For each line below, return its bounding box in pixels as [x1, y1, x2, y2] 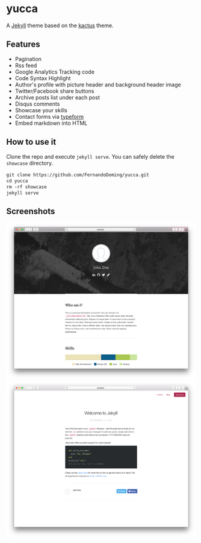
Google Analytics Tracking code [14, 68, 95, 75]
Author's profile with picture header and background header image [14, 81, 182, 88]
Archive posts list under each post [14, 94, 100, 101]
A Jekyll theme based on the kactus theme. [6, 22, 114, 29]
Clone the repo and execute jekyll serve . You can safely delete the [6, 153, 175, 160]
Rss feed [14, 62, 37, 69]
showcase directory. [6, 159, 53, 167]
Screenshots [6, 206, 55, 216]
